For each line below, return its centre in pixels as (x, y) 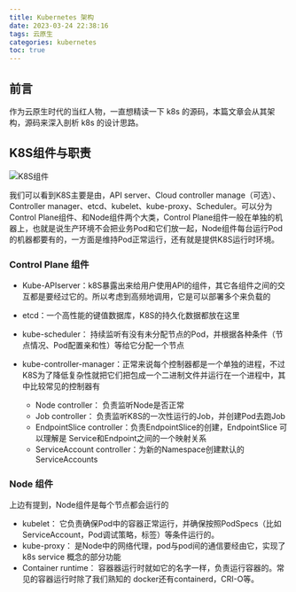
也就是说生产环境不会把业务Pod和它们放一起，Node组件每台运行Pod (158, 228)
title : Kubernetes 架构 (52, 17)
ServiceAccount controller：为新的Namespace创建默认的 (140, 449)
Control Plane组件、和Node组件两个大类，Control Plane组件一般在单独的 (142, 217)
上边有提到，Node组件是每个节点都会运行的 (89, 505)
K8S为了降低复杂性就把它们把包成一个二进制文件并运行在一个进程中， (150, 375)
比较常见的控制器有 (65, 386)
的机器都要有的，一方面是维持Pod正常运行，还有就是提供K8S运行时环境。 (144, 239)
